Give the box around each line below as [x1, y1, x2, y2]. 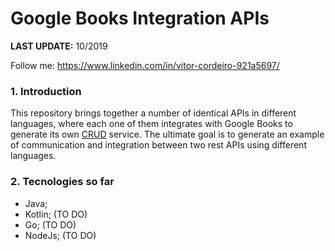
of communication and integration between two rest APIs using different [10, 139, 307, 151]
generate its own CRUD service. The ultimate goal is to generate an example [10, 128, 325, 141]
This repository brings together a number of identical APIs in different [10, 107, 297, 119]
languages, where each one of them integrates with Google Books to [10, 118, 293, 130]
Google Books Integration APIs [10, 7, 270, 30]
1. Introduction [10, 84, 82, 98]
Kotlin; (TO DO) [24, 208, 88, 220]
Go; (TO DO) [24, 218, 77, 231]
